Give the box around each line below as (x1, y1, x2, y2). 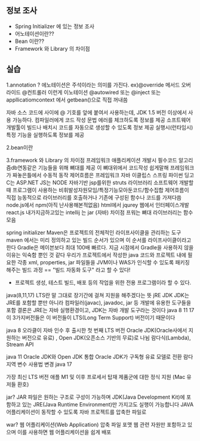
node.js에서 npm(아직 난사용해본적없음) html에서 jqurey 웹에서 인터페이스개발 (6, 201, 189, 208)
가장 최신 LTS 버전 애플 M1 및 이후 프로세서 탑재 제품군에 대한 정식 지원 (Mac (6, 373, 186, 380)
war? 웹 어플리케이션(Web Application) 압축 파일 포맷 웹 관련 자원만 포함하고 (6, 421, 186, 428)
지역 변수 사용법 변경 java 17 (6, 360, 72, 368)
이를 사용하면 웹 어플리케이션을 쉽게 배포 (17, 428, 112, 436)
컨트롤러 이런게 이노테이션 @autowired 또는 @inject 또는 (27, 88, 161, 95)
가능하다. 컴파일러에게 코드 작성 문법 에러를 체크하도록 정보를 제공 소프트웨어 (12, 116, 191, 124)
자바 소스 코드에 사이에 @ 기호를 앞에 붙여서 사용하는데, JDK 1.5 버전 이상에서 (6, 109, 187, 116)
